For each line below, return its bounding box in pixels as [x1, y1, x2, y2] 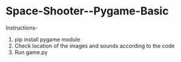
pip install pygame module [14, 36, 81, 43]
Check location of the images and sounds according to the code [14, 42, 175, 49]
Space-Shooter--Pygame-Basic [5, 4, 169, 18]
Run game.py [14, 48, 48, 55]
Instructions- [5, 24, 38, 31]
